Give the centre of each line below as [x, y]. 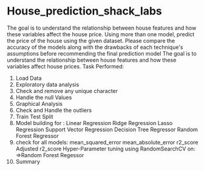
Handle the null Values [44, 97]
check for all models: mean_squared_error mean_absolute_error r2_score [107, 142]
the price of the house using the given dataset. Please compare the [91, 40]
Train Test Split [34, 117]
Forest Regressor [37, 136]
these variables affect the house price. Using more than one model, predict [101, 34]
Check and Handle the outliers [54, 110]
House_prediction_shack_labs [85, 11]
